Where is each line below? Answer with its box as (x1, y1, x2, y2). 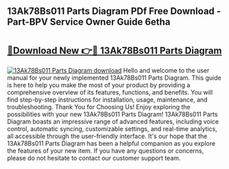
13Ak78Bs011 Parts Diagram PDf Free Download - (7, 5, 221, 17)
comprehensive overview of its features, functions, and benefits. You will (7, 89, 213, 96)
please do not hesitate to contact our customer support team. (7, 154, 181, 162)
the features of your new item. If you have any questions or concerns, (7, 147, 204, 155)
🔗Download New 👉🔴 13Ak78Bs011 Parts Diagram (7, 45, 222, 56)
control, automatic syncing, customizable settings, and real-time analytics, (7, 125, 217, 133)
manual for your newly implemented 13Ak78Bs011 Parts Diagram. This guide (7, 74, 221, 82)
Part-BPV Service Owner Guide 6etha (7, 16, 171, 28)
